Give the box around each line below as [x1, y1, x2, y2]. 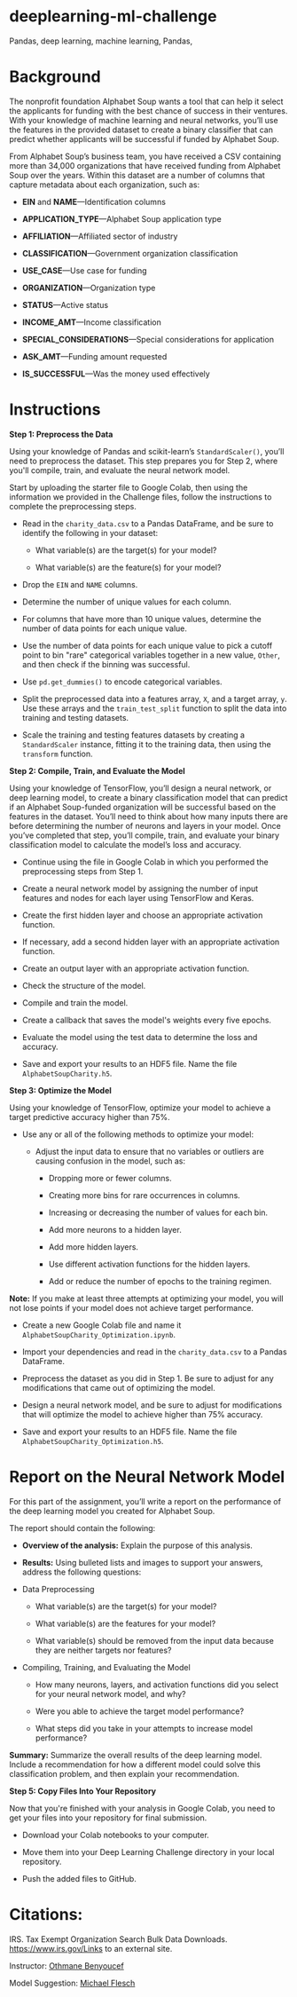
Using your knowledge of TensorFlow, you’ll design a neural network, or [9, 783, 272, 793]
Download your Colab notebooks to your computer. [21, 1829, 210, 1840]
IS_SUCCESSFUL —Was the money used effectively [21, 368, 210, 379]
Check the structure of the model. [21, 980, 146, 991]
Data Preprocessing [21, 1583, 95, 1594]
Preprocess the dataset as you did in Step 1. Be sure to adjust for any [21, 1373, 275, 1384]
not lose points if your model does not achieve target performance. [9, 1302, 254, 1313]
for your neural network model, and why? [35, 1688, 186, 1699]
